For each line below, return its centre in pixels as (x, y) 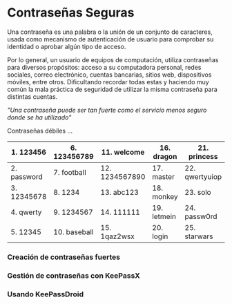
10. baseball (74, 231)
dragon (165, 156)
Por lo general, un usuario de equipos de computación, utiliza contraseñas (113, 59)
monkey (165, 196)
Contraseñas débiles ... (40, 131)
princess (203, 156)
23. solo (198, 192)
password (27, 176)
